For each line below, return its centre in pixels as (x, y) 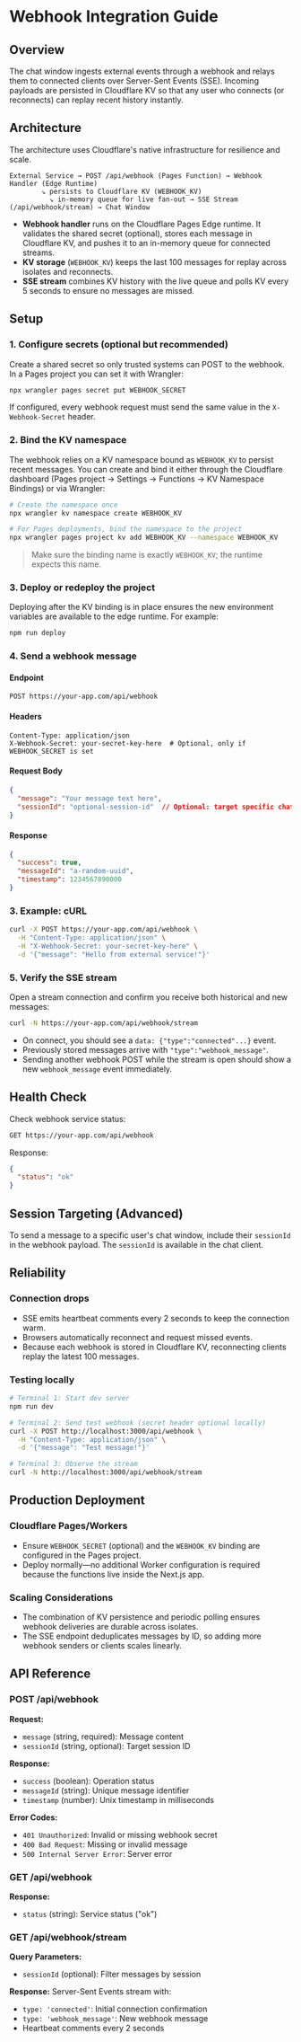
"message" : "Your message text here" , (90, 798)
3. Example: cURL (48, 911)
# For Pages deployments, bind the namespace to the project (126, 529)
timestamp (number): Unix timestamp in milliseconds (118, 1799)
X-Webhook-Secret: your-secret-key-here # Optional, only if (128, 743)
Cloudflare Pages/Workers (69, 1526)
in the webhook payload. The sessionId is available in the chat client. (137, 1245)
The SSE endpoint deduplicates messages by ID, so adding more (142, 1636)
